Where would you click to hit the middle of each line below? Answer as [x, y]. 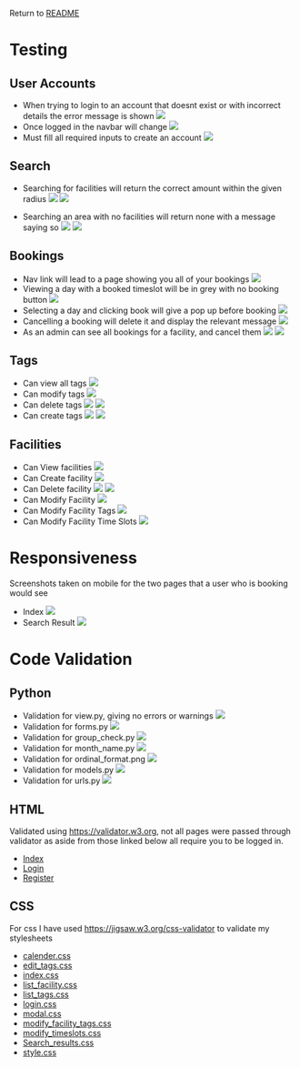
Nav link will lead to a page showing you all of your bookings [136, 279]
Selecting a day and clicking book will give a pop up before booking [149, 310]
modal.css [42, 1013]
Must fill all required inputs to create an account [112, 137]
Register [38, 878]
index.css [40, 975]
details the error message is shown [88, 116]
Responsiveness [74, 558]
